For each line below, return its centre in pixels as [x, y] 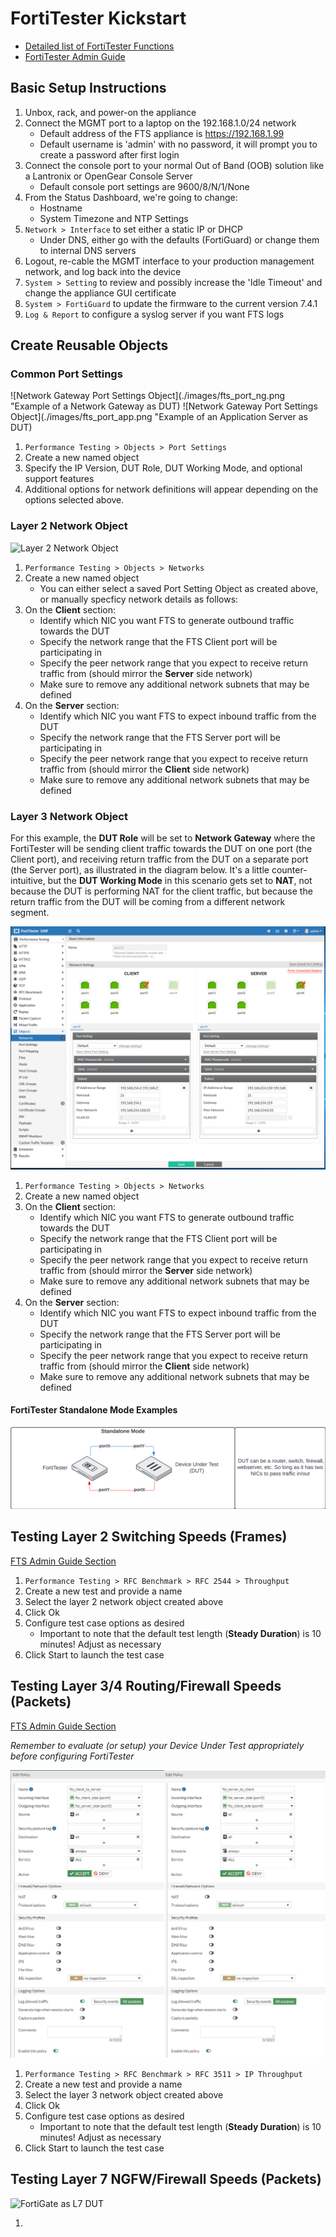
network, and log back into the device [103, 271]
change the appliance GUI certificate [100, 293]
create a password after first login [109, 154]
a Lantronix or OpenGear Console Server [108, 176]
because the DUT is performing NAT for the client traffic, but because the [161, 891]
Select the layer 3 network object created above [124, 2094]
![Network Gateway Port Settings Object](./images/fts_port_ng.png [148, 396]
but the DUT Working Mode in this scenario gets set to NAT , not [180, 881]
